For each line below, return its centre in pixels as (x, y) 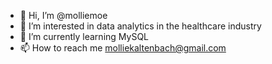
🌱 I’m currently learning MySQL (84, 36)
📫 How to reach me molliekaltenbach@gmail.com (123, 48)
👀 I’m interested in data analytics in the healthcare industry (140, 26)
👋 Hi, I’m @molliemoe (63, 15)
